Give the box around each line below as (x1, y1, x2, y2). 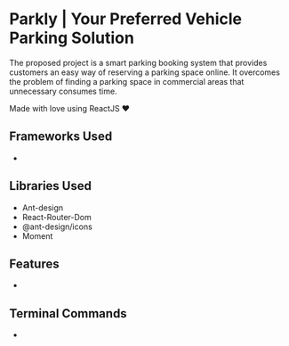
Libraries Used (9, 178, 92, 194)
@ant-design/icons (21, 221, 93, 232)
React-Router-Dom (21, 211, 92, 222)
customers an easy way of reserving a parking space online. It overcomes (9, 67, 280, 78)
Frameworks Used (9, 129, 113, 144)
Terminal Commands (9, 306, 127, 321)
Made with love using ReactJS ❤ (9, 103, 131, 113)
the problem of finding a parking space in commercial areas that (9, 76, 245, 86)
